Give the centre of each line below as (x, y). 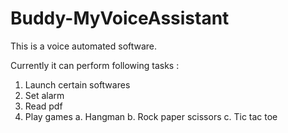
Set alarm (44, 95)
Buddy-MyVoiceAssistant (120, 18)
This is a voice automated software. (84, 46)
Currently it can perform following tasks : (95, 65)
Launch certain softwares (77, 84)
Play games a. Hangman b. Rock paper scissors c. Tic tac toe (151, 116)
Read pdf (43, 106)
